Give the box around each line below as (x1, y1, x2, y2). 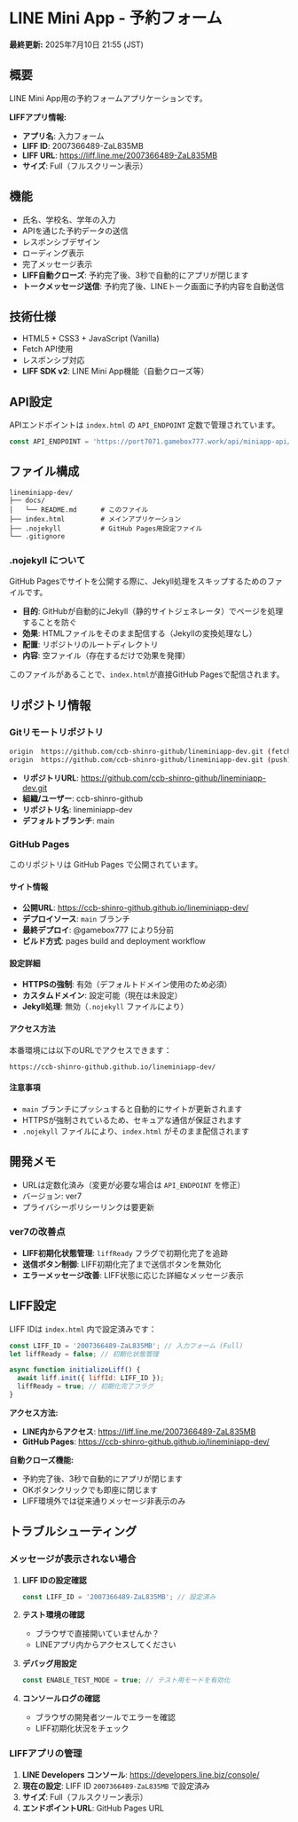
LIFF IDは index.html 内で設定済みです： (9, 1323, 157, 1334)
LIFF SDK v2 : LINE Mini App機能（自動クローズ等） (21, 365, 209, 377)
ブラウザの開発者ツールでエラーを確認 (35, 1712, 176, 1723)
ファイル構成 (9, 464, 80, 479)
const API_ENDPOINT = (9, 437, 90, 446)
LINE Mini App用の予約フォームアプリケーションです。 (9, 92, 208, 103)
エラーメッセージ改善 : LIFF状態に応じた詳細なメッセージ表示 (21, 1269, 244, 1280)
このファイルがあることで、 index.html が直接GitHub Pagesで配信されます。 (9, 669, 285, 679)
